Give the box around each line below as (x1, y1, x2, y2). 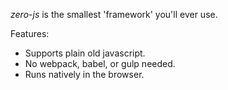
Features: (10, 28, 50, 39)
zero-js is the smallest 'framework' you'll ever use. (10, 9, 218, 20)
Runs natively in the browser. (24, 69, 145, 80)
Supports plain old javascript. (24, 47, 146, 59)
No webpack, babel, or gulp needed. (24, 58, 176, 69)
